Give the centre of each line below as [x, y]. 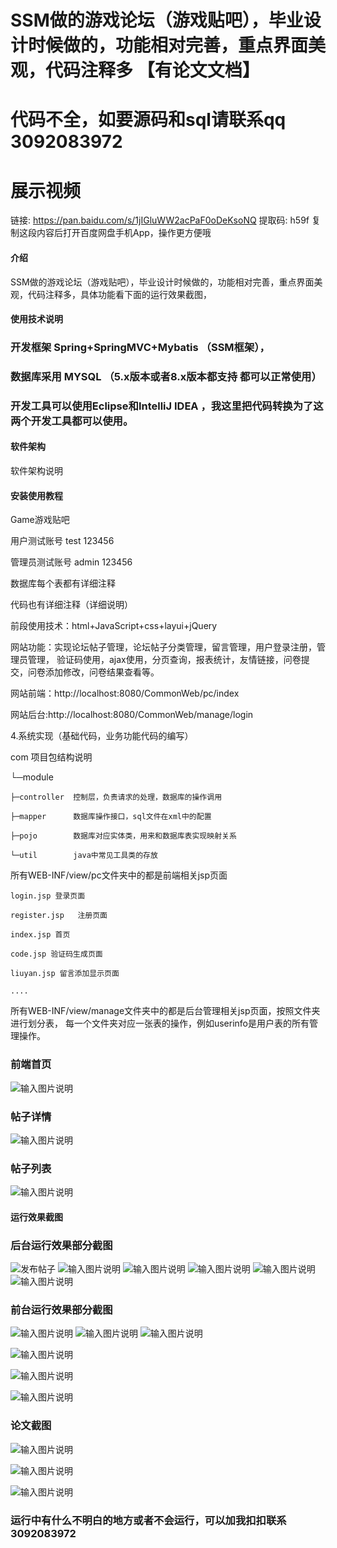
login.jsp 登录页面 [48, 896]
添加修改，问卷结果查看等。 [102, 672]
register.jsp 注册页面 [59, 916]
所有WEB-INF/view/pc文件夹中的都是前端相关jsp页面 [119, 875]
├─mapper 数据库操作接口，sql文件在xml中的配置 [111, 817]
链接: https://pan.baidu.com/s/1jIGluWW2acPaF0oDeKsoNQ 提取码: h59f [160, 220]
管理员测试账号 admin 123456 [71, 562]
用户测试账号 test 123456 [62, 541]
